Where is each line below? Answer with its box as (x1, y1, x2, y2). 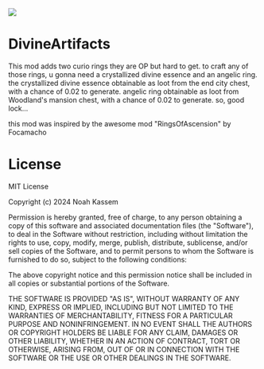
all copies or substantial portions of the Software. (8, 278, 169, 288)
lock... (8, 103, 29, 113)
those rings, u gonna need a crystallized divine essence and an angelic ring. (8, 69, 258, 79)
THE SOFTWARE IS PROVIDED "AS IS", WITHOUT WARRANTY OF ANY (8, 293, 240, 303)
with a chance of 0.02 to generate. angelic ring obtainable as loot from (8, 87, 239, 96)
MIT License (8, 181, 49, 191)
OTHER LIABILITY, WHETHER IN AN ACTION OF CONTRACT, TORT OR (8, 336, 240, 345)
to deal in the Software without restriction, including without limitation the (8, 229, 248, 239)
